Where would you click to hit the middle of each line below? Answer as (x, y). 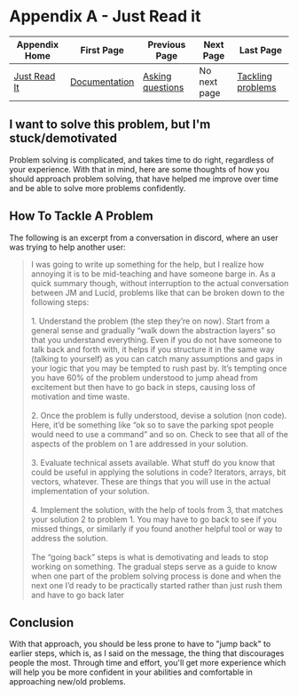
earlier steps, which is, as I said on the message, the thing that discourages (147, 653)
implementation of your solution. (90, 491)
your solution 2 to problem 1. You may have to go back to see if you (154, 519)
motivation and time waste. (80, 396)
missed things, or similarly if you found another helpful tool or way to (157, 528)
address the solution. (69, 538)
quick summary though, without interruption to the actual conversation (160, 283)
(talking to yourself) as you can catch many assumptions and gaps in (157, 358)
